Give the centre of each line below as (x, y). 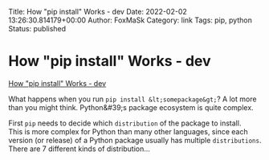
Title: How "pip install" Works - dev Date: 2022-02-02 (98, 12)
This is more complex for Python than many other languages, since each (128, 131)
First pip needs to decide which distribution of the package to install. (125, 123)
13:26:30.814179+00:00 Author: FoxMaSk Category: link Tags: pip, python (130, 20)
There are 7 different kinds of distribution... (79, 149)
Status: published (37, 29)
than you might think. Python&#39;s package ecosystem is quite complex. (131, 107)
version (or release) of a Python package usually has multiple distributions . (135, 140)
